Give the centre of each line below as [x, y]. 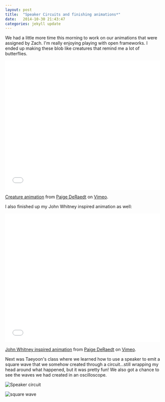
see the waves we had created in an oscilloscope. [56, 375]
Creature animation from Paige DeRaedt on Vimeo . [57, 197]
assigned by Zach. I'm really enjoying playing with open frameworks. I [76, 43]
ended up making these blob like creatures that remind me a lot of [72, 48]
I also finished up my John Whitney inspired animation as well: [69, 207]
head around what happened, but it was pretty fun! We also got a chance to [82, 370]
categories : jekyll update [33, 24]
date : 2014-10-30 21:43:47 [35, 19]
